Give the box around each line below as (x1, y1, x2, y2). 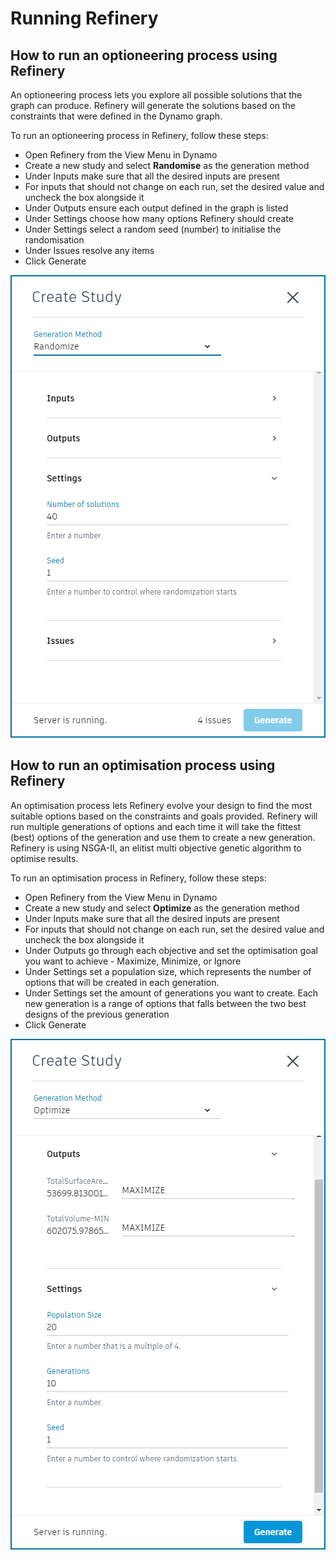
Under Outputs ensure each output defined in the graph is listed (24, 202, 289, 214)
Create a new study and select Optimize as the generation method (24, 902, 300, 914)
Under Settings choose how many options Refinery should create (24, 213, 294, 224)
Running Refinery (10, 7, 159, 30)
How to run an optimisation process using (10, 757, 276, 774)
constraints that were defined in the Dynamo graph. (10, 110, 223, 122)
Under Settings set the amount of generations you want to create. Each (24, 987, 319, 999)
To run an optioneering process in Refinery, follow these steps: (10, 130, 269, 141)
